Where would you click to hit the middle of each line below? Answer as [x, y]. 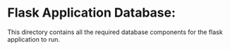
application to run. [34, 39]
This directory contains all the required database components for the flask [115, 32]
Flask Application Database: [92, 13]
